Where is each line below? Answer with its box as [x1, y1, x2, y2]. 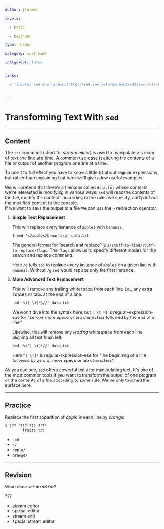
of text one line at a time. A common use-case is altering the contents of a [5, 155, 154, 161]
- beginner [9, 34, 32, 39]
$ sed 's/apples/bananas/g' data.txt [12, 233, 89, 238]
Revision [5, 471, 32, 479]
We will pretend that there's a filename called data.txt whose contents [5, 184, 148, 190]
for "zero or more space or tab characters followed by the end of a [20, 315, 155, 320]
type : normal [5, 42, 32, 47]
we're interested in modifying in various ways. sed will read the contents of [5, 190, 155, 195]
